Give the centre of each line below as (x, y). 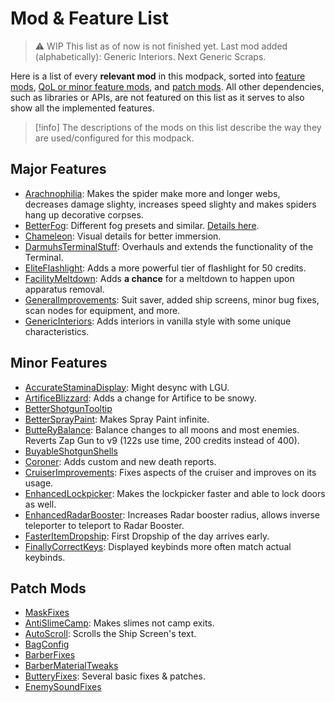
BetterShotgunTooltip (68, 408)
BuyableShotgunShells (71, 451)
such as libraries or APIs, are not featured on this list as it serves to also (157, 97)
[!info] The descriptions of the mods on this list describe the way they (178, 127)
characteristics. (57, 331)
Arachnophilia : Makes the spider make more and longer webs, (152, 193)
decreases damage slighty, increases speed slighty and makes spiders (170, 204)
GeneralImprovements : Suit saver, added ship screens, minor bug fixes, (172, 299)
